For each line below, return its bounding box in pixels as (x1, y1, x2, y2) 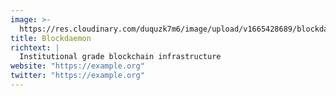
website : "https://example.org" (10, 61, 145, 71)
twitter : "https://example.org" (10, 71, 145, 81)
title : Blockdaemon (10, 33, 92, 43)
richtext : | (10, 42, 60, 53)
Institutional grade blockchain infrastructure (19, 52, 222, 62)
